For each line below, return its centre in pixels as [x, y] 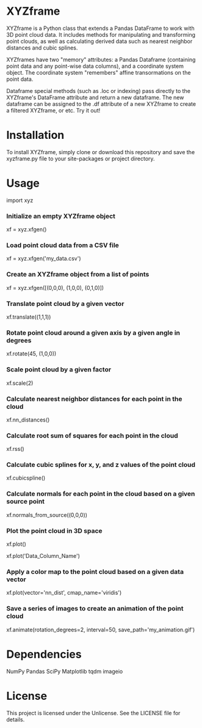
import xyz [20, 200]
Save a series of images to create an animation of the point [95, 609]
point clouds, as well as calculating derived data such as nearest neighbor [99, 41]
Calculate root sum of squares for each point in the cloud [92, 436]
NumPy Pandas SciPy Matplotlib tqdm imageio [65, 671]
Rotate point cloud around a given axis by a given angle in [93, 333]
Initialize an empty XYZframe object [61, 216]
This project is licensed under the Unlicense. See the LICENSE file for [93, 713]
